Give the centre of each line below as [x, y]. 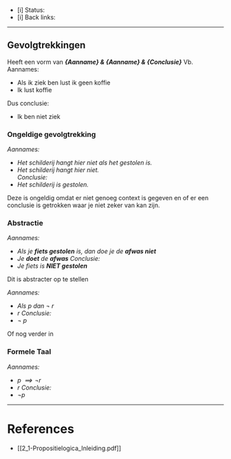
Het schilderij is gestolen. [53, 184]
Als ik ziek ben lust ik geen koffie [64, 83]
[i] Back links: [36, 17]
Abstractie [25, 223]
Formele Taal [29, 352]
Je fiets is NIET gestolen [52, 266]
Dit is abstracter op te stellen [48, 279]
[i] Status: [31, 10]
